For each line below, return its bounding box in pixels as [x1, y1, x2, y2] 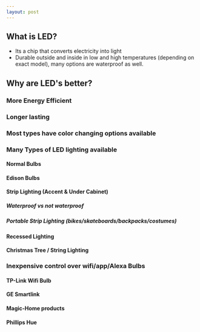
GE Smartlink [6, 291, 40, 298]
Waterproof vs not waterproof [6, 202, 84, 209]
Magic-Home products [6, 305, 65, 312]
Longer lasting [6, 112, 50, 121]
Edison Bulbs [6, 174, 41, 181]
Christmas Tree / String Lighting [6, 247, 89, 254]
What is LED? [6, 32, 58, 42]
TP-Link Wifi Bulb [6, 277, 52, 284]
